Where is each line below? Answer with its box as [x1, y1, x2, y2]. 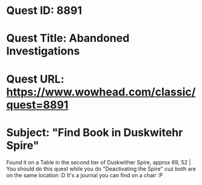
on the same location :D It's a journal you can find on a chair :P [6, 171, 163, 179]
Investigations [6, 44, 80, 58]
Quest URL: [6, 72, 65, 86]
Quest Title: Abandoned [6, 32, 130, 45]
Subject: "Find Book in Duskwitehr [6, 126, 183, 140]
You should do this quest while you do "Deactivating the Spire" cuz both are [6, 165, 196, 172]
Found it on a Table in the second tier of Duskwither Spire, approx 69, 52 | [6, 158, 191, 166]
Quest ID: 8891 [6, 4, 82, 18]
